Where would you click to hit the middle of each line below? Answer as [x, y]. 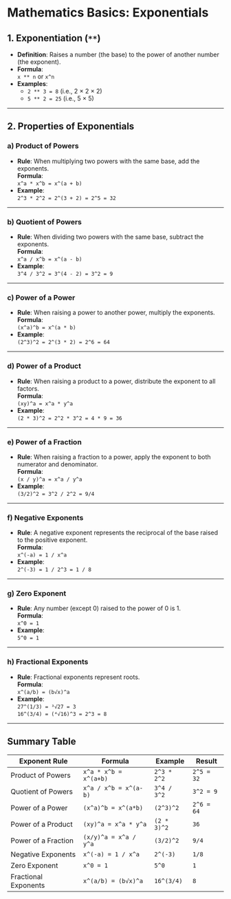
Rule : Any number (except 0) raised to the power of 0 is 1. [99, 608]
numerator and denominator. [57, 464]
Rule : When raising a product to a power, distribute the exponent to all [116, 381]
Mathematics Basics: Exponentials [108, 13]
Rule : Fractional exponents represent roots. [78, 677]
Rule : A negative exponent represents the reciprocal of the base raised [118, 533]
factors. [28, 388]
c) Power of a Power [41, 297]
